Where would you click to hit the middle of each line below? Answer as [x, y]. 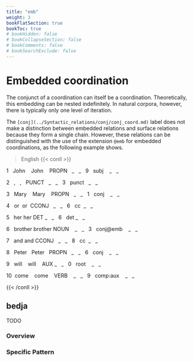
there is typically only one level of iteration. [59, 110]
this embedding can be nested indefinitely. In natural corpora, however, [94, 103]
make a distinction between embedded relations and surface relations [92, 128]
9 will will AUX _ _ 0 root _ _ [54, 264]
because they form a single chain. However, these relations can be [88, 134]
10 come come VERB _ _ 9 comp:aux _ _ [70, 275]
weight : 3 [19, 17]
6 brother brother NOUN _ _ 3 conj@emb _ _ [72, 229]
